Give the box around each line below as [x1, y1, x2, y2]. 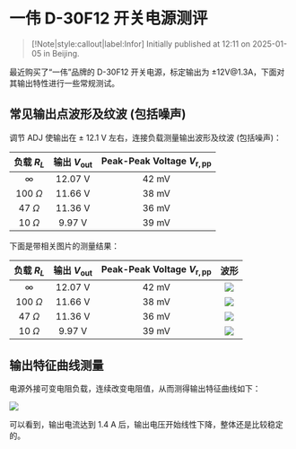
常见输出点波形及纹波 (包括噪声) [9, 107, 187, 122]
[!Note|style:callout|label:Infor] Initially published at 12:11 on [30, 38, 251, 49]
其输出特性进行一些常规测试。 [9, 77, 119, 88]
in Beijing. [43, 48, 80, 58]
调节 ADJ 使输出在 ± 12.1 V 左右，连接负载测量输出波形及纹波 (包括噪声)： [9, 132, 283, 143]
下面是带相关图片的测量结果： [9, 240, 119, 251]
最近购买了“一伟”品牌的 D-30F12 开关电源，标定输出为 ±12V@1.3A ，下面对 [9, 66, 285, 77]
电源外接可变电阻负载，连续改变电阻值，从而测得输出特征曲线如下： [9, 383, 261, 393]
